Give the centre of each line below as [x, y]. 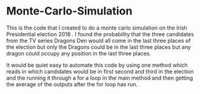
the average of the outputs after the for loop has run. [72, 84]
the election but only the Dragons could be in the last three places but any [98, 47]
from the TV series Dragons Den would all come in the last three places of [98, 40]
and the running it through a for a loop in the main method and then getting [100, 78]
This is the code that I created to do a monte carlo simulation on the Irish [97, 28]
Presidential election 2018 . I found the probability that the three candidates [100, 34]
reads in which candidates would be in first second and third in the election [100, 71]
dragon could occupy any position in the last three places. [79, 53]
